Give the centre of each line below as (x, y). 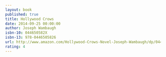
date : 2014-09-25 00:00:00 (33, 24)
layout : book (19, 10)
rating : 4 (15, 47)
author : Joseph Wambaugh (31, 28)
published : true (22, 14)
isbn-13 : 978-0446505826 (31, 38)
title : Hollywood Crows (30, 19)
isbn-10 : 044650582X (26, 33)
